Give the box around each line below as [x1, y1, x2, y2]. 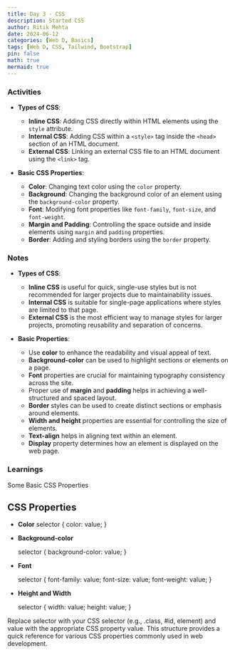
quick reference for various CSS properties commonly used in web [7, 632, 203, 641]
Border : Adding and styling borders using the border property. [28, 235, 211, 243]
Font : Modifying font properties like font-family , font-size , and [28, 204, 216, 214]
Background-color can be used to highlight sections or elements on [28, 356, 229, 365]
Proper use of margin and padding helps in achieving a [28, 386, 192, 395]
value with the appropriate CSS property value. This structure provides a [7, 624, 221, 633]
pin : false [7, 51, 40, 58]
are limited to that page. [28, 305, 98, 314]
